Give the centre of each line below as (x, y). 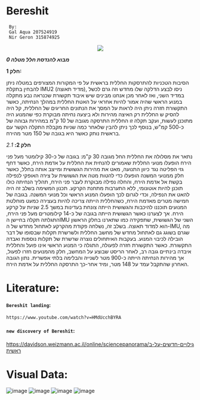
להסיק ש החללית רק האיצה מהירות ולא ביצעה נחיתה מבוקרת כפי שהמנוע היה (93, 114)
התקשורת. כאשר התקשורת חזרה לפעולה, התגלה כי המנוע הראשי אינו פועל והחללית (99, 245)
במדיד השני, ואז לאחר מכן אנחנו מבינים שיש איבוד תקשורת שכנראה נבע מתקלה (95, 95)
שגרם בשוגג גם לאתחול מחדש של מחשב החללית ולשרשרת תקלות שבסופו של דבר (98, 232)
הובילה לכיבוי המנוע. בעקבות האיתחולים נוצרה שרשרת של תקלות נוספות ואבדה (95, 238)
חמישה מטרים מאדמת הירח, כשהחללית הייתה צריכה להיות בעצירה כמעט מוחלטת (98, 200)
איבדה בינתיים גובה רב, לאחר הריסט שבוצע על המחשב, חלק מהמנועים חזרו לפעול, (99, 251)
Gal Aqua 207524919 (33, 32)
